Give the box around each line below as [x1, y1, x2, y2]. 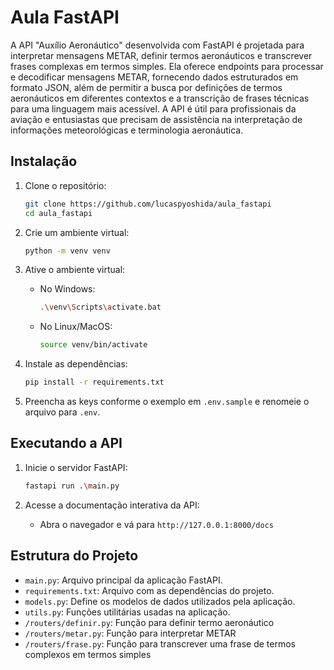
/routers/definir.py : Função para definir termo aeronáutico [24, 616, 275, 628]
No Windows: [39, 283, 96, 295]
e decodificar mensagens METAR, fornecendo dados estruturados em [10, 71, 299, 83]
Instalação [10, 153, 78, 170]
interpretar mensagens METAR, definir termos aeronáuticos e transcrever [10, 49, 313, 61]
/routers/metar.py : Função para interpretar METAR [24, 627, 237, 639]
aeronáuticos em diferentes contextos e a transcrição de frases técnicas [10, 92, 310, 104]
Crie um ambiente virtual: [24, 226, 130, 238]
